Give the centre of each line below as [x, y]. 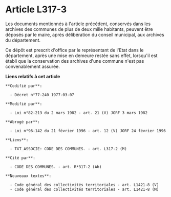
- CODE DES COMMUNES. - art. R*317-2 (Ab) [56, 167]
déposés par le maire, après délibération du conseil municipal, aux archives [85, 34]
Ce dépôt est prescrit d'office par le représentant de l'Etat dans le [75, 50]
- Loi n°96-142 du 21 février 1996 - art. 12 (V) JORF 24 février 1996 [88, 131]
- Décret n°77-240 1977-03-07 [42, 95]
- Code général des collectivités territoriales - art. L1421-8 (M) [84, 189]
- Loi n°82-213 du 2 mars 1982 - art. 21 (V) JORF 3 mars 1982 [79, 113]
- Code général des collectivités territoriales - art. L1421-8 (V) [84, 185]
